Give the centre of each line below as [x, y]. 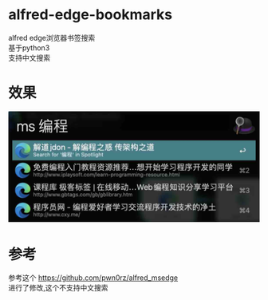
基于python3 [29, 47]
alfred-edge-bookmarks [91, 15]
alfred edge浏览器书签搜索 [52, 37]
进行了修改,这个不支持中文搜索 [59, 288]
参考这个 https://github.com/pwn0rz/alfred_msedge [93, 278]
